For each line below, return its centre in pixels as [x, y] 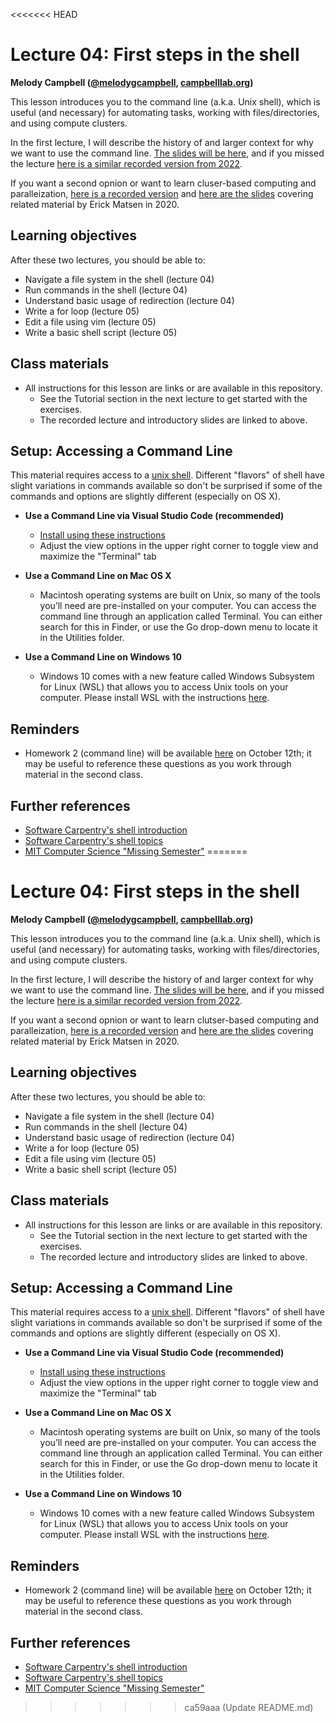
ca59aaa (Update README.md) [249, 1707]
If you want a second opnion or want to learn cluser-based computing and [163, 183]
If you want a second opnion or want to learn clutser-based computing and [165, 1020]
